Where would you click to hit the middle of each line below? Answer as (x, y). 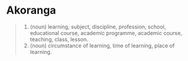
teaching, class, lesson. (59, 39)
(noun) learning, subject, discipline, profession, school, (98, 27)
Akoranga (31, 10)
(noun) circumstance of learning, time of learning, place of (102, 46)
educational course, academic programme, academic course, (106, 33)
